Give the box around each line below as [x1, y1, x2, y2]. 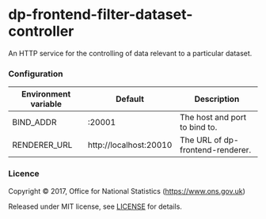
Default [116, 93, 145, 104]
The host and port [179, 112, 247, 123]
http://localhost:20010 [87, 140, 173, 151]
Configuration [8, 68, 63, 79]
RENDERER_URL [12, 140, 73, 151]
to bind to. [179, 122, 218, 133]
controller [8, 22, 74, 40]
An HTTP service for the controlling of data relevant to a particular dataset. [8, 48, 253, 58]
